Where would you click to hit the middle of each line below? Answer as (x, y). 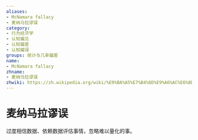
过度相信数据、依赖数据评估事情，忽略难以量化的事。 (71, 131)
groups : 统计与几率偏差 (32, 55)
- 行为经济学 (20, 34)
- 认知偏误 (18, 50)
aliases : (17, 11)
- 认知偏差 (18, 45)
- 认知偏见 (18, 39)
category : (18, 28)
